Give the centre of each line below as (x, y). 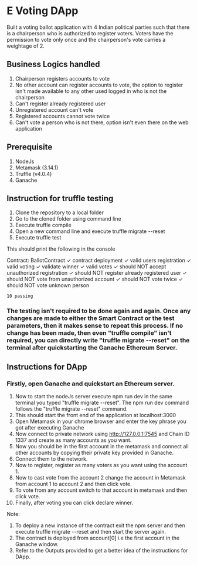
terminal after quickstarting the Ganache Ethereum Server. (92, 348)
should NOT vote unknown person (48, 285)
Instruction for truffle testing (60, 198)
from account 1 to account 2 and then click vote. (74, 484)
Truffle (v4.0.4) (33, 174)
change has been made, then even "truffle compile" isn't (89, 333)
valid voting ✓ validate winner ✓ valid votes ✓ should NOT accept (86, 267)
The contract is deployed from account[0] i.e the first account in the (97, 538)
